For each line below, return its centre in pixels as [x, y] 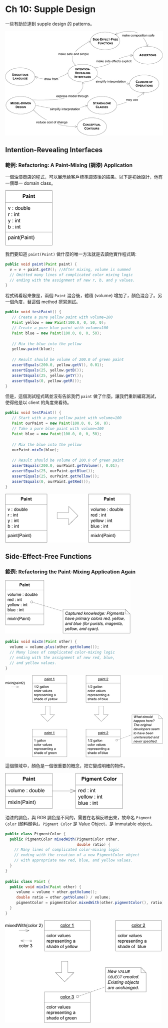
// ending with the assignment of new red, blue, [62, 658]
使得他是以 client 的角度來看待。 [38, 403]
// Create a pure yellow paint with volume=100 [62, 317]
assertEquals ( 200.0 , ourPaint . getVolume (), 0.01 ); [66, 466]
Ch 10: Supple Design [50, 9]
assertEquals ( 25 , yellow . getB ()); [48, 370]
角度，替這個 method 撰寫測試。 [47, 302]
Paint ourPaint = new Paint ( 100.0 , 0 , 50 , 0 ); [61, 423]
